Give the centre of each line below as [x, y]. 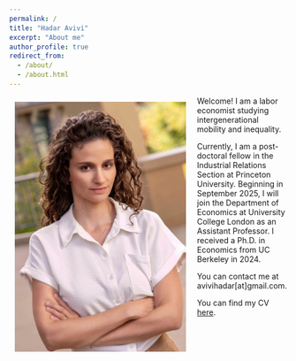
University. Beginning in [240, 184]
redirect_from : [37, 56]
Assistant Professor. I [236, 231]
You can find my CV [233, 303]
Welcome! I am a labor [238, 101]
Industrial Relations [232, 165]
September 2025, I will [238, 193]
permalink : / [33, 19]
